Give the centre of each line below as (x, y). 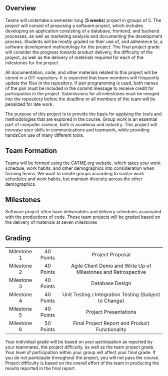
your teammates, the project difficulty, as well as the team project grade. (80, 347)
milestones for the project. (32, 62)
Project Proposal (111, 255)
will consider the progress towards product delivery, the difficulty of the (79, 52)
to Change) (111, 301)
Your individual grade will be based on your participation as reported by (79, 342)
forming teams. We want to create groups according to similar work (74, 173)
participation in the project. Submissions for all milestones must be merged (82, 93)
